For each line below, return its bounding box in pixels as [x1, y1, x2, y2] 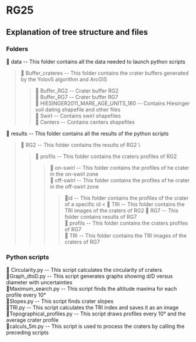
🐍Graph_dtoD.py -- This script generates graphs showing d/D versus [6, 272, 173, 280]
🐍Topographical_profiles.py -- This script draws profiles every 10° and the [6, 310, 186, 317]
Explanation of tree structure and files [6, 27, 148, 37]
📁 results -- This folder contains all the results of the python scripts [6, 130, 169, 137]
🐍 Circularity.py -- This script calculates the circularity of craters [6, 267, 162, 274]
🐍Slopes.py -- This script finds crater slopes [6, 298, 114, 305]
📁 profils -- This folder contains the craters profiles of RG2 [35, 153, 177, 160]
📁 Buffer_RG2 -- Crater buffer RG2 [35, 87, 119, 94]
